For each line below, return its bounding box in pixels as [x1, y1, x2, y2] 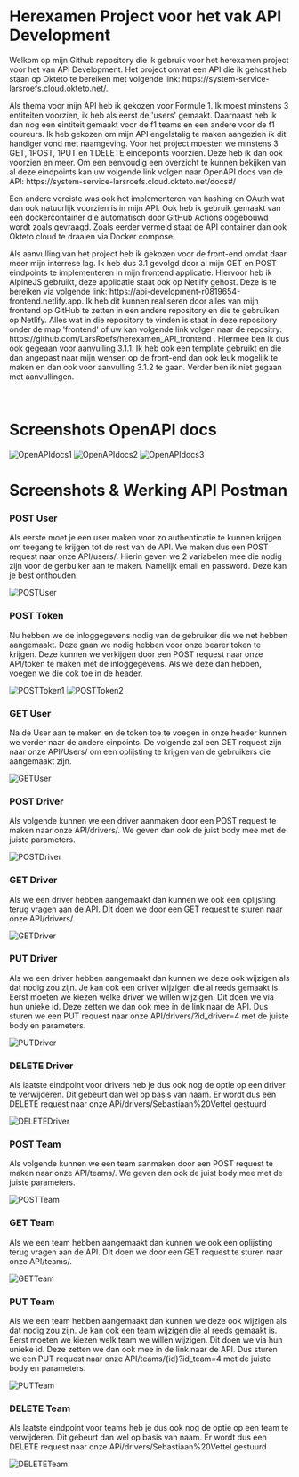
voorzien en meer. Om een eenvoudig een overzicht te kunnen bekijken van [9, 157, 287, 167]
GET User [9, 707, 52, 719]
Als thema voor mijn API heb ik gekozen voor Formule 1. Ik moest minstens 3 [9, 100, 289, 110]
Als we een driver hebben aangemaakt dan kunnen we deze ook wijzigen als [9, 972, 290, 983]
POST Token [9, 610, 64, 622]
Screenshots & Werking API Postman [9, 481, 287, 500]
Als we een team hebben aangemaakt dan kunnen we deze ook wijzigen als [9, 1316, 287, 1327]
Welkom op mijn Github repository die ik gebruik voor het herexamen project [9, 54, 289, 65]
